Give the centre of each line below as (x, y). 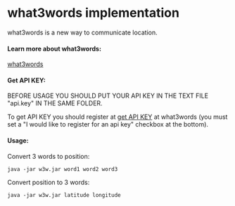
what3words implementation (93, 13)
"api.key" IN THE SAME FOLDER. (55, 103)
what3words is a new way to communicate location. (82, 32)
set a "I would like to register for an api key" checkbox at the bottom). (108, 124)
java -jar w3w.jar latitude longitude (64, 195)
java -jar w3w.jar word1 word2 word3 (63, 169)
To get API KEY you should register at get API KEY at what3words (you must (118, 117)
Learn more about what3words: (55, 49)
